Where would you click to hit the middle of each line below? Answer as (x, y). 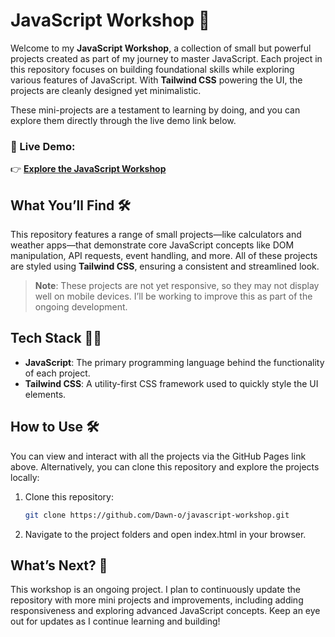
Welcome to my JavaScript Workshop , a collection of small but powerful (161, 48)
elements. (45, 394)
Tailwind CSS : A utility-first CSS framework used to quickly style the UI (171, 383)
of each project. (57, 373)
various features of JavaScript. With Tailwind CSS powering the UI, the (156, 80)
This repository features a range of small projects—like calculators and (156, 235)
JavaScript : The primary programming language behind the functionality (174, 362)
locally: (25, 477)
